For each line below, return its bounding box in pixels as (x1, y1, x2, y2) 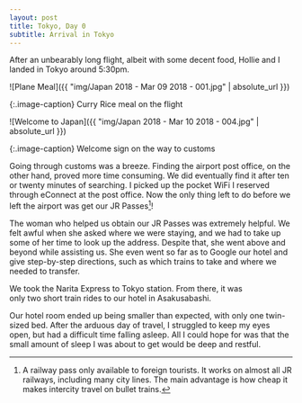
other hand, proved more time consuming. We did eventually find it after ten (9, 170, 289, 181)
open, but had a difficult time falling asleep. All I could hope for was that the (9, 329, 289, 340)
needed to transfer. (9, 266, 81, 277)
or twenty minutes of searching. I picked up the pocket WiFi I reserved (9, 180, 270, 191)
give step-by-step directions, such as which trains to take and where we (9, 256, 277, 267)
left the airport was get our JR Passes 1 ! (9, 199, 155, 211)
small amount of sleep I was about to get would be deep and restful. (9, 339, 262, 350)
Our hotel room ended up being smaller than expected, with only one (9, 310, 264, 321)
